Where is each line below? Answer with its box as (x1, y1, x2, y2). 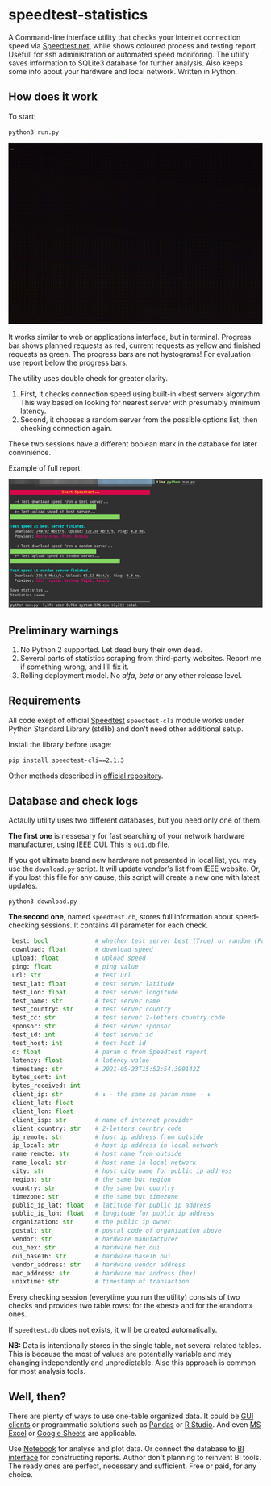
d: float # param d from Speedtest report (11, 1048, 207, 1056)
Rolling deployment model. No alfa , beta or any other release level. (19, 670, 243, 680)
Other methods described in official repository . (8, 771, 164, 781)
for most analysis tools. (8, 1367, 86, 1376)
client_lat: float (11, 1099, 74, 1107)
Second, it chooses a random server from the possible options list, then (19, 415, 258, 425)
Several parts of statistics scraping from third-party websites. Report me (19, 653, 261, 663)
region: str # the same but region (11, 1175, 172, 1183)
